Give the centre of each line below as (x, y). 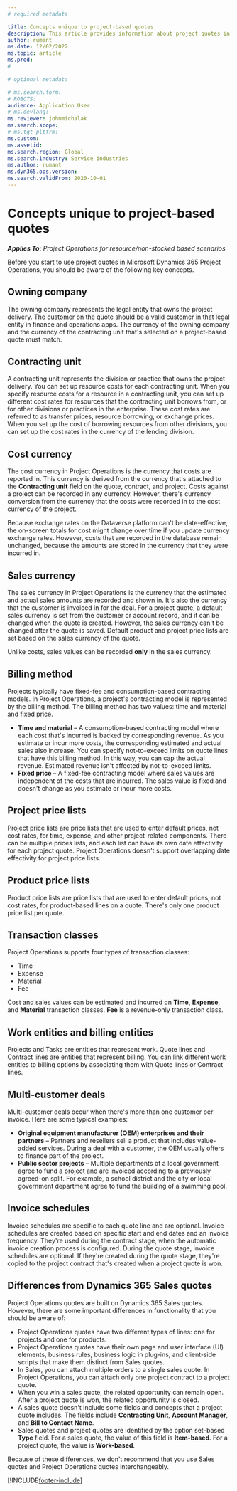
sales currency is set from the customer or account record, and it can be (114, 616)
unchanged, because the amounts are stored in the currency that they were (118, 546)
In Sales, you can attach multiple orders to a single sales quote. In (114, 1369)
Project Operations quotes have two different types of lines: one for (116, 1332)
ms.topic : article (34, 53)
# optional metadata (38, 79)
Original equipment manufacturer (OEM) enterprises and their (111, 1133)
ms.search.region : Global (45, 152)
